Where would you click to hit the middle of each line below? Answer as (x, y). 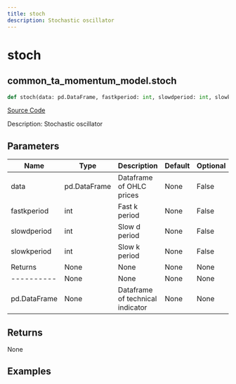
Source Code (26, 110)
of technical (138, 299)
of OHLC (132, 187)
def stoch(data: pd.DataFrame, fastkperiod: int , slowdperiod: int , (110, 97)
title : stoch (26, 14)
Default (177, 166)
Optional (211, 166)
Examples (29, 372)
